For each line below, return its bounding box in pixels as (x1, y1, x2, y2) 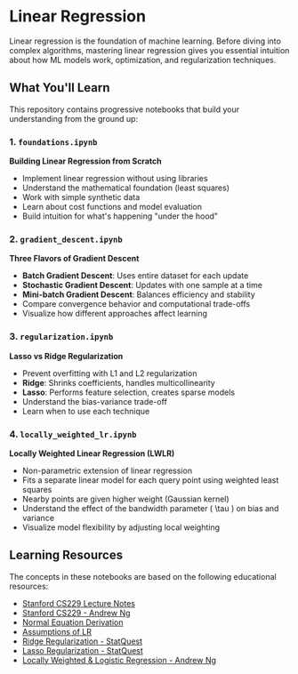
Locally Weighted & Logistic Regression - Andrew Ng (21, 654, 216, 665)
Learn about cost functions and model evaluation (21, 202, 203, 213)
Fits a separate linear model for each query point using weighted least (21, 474, 279, 485)
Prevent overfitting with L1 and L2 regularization (21, 367, 197, 379)
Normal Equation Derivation (21, 616, 124, 628)
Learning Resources (9, 548, 123, 563)
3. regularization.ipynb (9, 331, 114, 343)
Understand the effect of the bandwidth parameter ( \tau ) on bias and (21, 502, 279, 513)
